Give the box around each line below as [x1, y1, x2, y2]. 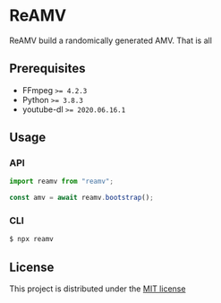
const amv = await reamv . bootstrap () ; [9, 194, 154, 203]
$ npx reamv [9, 235, 54, 244]
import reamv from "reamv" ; [9, 177, 115, 186]
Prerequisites [9, 61, 86, 76]
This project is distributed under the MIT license [9, 283, 186, 294]
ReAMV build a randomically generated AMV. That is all [9, 35, 213, 46]
